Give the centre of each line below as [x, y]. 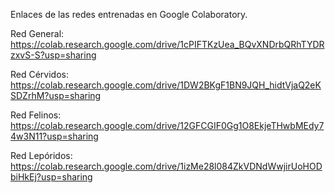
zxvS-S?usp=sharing [53, 55]
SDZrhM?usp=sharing [56, 95]
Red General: [37, 33]
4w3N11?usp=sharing [54, 136]
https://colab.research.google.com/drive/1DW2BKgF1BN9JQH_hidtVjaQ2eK [166, 85]
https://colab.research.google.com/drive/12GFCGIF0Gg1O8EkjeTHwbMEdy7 [167, 125]
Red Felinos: [36, 115]
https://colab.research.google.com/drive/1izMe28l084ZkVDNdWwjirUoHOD [166, 166]
